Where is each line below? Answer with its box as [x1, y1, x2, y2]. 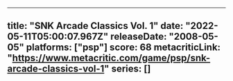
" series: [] [103, 63, 151, 75]
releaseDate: [110, 31, 167, 43]
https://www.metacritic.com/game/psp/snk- [12, 52, 211, 64]
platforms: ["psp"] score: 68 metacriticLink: [26, 42, 221, 54]
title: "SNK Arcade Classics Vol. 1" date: [7, 20, 184, 32]
